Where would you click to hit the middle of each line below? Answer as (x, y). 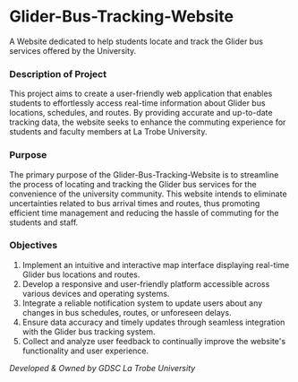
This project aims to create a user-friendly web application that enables (141, 94)
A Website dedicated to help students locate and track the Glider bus (136, 41)
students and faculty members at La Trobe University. (108, 132)
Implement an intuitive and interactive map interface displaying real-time (156, 265)
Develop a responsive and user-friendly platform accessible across (146, 283)
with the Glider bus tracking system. (89, 331)
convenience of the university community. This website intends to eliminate (149, 194)
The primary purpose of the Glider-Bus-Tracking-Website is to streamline (144, 174)
